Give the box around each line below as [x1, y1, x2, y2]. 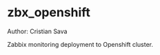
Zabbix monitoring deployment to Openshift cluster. [7, 40, 154, 48]
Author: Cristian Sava [7, 27, 68, 35]
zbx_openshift [7, 5, 91, 20]
